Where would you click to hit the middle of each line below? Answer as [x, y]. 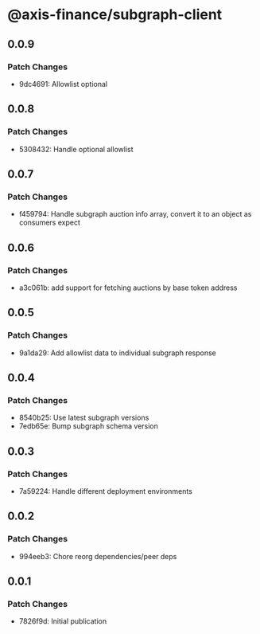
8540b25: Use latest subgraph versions [84, 418]
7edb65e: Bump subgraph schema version [88, 426]
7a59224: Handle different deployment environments [105, 491]
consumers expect [49, 223]
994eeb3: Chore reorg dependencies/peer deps [98, 556]
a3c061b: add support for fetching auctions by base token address [128, 288]
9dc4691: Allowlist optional [63, 84]
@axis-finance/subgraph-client [115, 15]
